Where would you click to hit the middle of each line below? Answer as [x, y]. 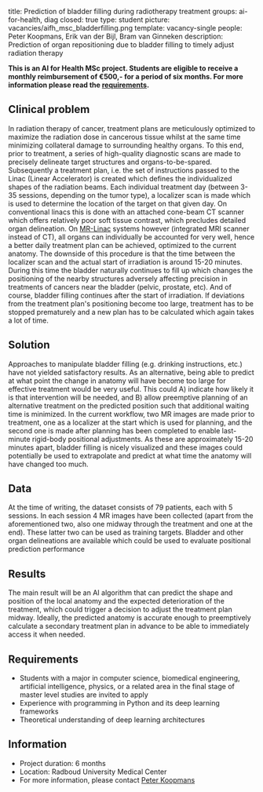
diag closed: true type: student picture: [107, 20]
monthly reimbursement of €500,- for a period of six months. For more [126, 77]
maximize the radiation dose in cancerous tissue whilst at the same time [124, 137]
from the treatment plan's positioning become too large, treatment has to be [131, 303]
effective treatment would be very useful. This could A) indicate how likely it [131, 389]
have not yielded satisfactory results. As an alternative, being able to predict [131, 372]
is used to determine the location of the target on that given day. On [118, 203]
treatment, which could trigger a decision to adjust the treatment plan [121, 610]
